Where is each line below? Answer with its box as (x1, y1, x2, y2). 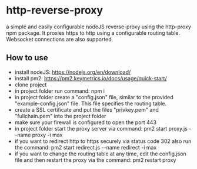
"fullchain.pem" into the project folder (14, 112, 106, 119)
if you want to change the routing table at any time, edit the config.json (14, 150, 186, 157)
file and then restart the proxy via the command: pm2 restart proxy (14, 156, 176, 163)
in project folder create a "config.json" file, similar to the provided (14, 93, 173, 100)
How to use (6, 53, 48, 63)
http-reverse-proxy (6, 4, 103, 17)
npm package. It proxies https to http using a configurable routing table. (6, 29, 181, 36)
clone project (14, 81, 47, 88)
